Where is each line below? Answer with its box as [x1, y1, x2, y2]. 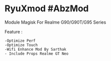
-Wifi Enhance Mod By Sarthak [4, 47, 67, 52]
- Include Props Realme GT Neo [4, 51, 69, 56]
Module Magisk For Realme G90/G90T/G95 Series [4, 19, 107, 25]
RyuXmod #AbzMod [4, 3, 89, 14]
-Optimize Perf [4, 38, 36, 43]
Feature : [4, 29, 23, 34]
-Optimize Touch [4, 42, 38, 47]
